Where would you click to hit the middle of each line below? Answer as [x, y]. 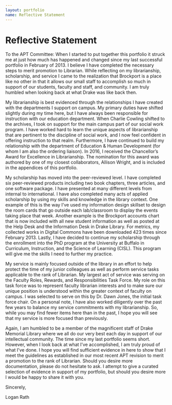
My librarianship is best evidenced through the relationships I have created [84, 103]
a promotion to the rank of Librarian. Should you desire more [69, 361]
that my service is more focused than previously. [57, 318]
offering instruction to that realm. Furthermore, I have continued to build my [85, 140]
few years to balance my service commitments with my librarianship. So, [82, 308]
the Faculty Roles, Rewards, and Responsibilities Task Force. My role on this [85, 280]
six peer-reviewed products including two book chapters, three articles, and [85, 183]
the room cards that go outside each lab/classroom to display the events [82, 210]
